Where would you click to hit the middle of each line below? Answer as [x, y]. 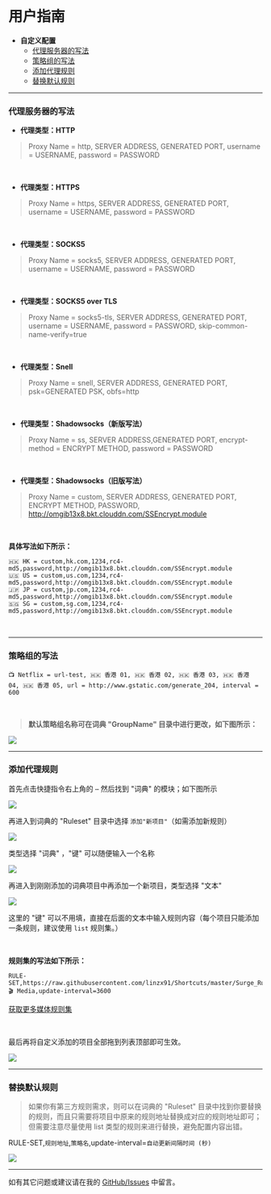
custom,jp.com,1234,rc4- [82, 590]
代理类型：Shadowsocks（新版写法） [83, 424]
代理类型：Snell [46, 367]
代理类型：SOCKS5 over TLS [69, 301]
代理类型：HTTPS [50, 187]
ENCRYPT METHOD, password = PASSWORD [138, 449]
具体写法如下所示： [40, 546]
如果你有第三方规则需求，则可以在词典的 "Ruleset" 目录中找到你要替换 [145, 1107]
